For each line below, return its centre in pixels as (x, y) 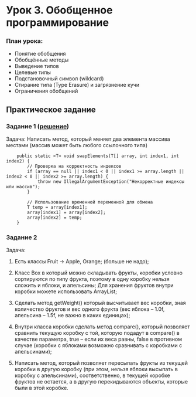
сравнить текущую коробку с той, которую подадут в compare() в (97, 333)
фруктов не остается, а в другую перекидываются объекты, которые (101, 382)
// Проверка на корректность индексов (74, 167)
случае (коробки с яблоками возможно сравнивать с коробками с (98, 345)
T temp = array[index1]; (57, 208)
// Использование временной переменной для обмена (90, 202)
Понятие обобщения (40, 54)
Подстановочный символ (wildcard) (59, 79)
